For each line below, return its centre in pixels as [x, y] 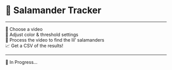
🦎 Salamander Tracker [53, 10]
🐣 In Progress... [21, 62]
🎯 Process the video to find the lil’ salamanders [55, 40]
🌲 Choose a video [24, 29]
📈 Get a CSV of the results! [34, 46]
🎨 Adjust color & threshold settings [42, 34]
